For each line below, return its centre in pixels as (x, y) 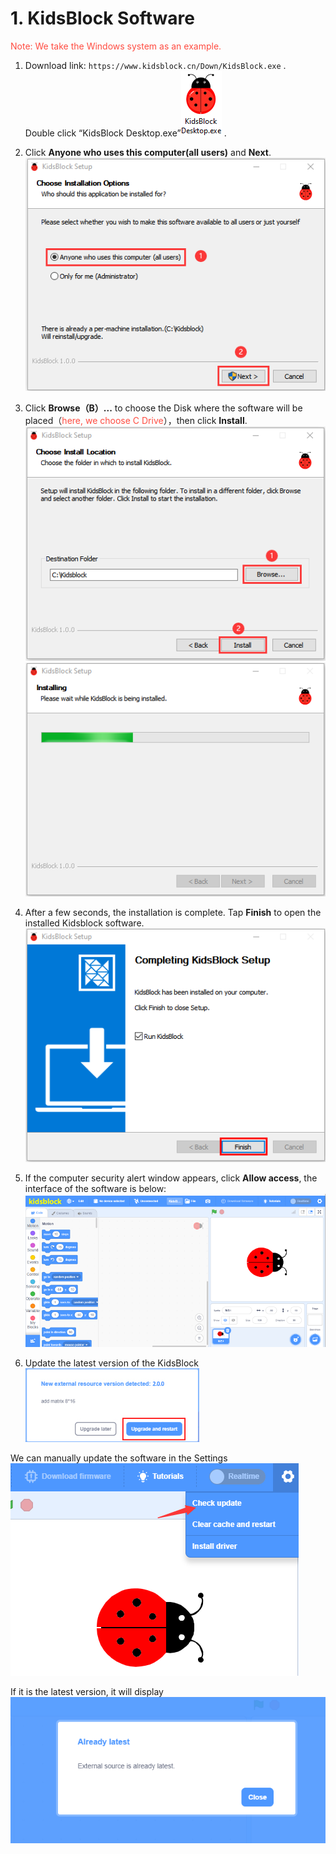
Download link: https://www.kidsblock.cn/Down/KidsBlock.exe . (155, 65)
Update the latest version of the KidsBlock (111, 1363)
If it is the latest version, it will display (87, 1692)
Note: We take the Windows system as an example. (116, 46)
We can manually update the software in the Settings (119, 1458)
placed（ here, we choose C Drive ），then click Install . (136, 421)
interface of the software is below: (95, 1188)
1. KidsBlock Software (102, 18)
